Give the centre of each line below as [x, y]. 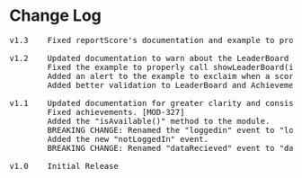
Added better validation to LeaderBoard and [147, 85]
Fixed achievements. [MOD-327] [116, 112]
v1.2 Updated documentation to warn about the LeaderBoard [149, 58]
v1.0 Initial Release [64, 166]
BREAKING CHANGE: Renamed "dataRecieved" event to [161, 148]
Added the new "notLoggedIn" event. [128, 139]
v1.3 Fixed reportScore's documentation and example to [142, 40]
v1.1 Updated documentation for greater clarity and [135, 103]
